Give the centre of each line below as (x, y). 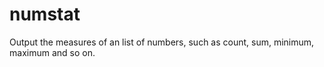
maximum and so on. (52, 52)
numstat (45, 14)
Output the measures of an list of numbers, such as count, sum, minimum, (162, 42)
